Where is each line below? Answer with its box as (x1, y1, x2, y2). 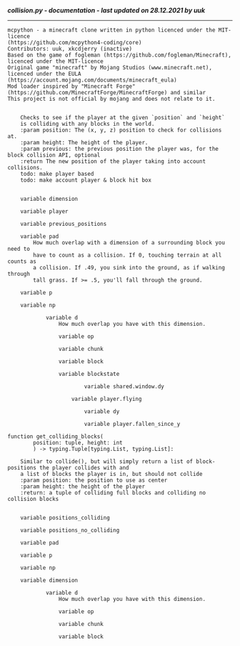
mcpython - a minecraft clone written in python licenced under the (7, 26, 216, 34)
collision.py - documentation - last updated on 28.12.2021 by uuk (7, 6, 206, 14)
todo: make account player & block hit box (20, 177, 152, 184)
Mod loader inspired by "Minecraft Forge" (7, 83, 136, 90)
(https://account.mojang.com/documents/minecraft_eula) (7, 76, 177, 84)
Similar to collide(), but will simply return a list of (20, 458, 194, 465)
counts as (7, 258, 37, 265)
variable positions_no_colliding (20, 527, 120, 534)
